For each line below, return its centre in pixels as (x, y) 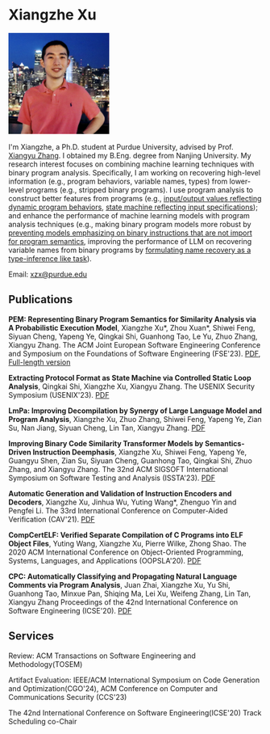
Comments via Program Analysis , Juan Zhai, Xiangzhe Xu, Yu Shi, (120, 584)
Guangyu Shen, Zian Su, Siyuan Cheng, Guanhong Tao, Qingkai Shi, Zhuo (130, 460)
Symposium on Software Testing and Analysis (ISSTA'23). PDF (112, 478)
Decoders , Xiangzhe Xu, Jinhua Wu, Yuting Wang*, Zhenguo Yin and (123, 502)
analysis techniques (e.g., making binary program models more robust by (130, 224)
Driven (20, 452)
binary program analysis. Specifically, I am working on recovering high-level (134, 172)
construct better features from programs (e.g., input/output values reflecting (135, 198)
